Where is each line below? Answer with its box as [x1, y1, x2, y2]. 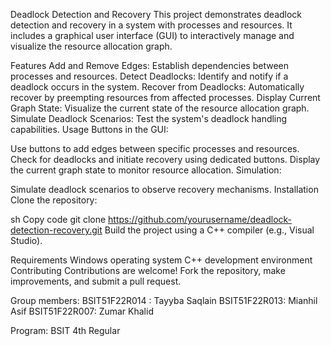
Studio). [10, 235, 43, 246]
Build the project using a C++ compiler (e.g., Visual [104, 224, 315, 236]
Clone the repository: [10, 194, 98, 206]
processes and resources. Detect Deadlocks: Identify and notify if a [10, 70, 289, 82]
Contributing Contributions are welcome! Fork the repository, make [10, 265, 286, 276]
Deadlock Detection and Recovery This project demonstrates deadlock [10, 9, 303, 20]
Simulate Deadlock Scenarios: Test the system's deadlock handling [10, 113, 288, 124]
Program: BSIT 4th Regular [10, 325, 121, 336]
